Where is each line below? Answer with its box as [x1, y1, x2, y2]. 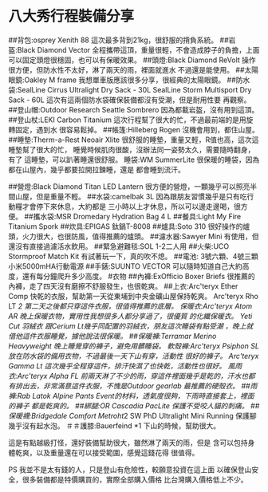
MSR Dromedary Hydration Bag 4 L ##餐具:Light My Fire [55, 211, 242, 221]
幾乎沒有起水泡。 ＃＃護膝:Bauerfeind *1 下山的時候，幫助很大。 [8, 420, 221, 431]
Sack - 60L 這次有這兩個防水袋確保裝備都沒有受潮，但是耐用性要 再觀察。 [8, 95, 251, 104]
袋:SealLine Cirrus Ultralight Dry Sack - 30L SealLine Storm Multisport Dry [8, 85, 252, 94]
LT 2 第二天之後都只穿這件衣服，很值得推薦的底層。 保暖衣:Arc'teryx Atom [8, 301, 253, 311]
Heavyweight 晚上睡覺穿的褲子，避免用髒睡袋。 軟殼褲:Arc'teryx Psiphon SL [8, 340, 259, 351]
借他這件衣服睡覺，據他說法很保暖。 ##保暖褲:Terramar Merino [8, 331, 217, 340]
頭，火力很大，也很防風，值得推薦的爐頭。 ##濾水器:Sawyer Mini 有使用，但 [8, 231, 259, 241]
